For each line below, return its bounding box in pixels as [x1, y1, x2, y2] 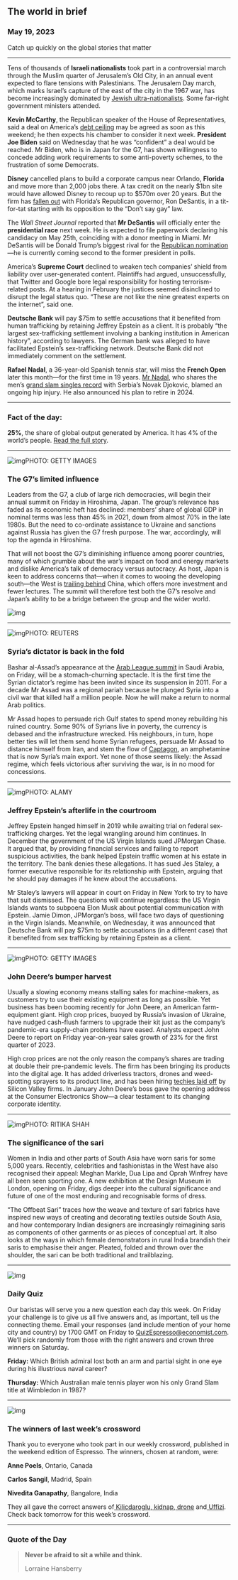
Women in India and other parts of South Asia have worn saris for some [7, 1154, 216, 1163]
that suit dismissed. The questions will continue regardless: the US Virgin [7, 896, 221, 904]
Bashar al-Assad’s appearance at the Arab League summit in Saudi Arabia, [7, 662, 225, 671]
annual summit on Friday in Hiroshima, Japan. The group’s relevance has [7, 498, 220, 507]
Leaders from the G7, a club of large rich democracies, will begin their [7, 490, 211, 499]
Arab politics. [7, 700, 46, 709]
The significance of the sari [7, 1138, 104, 1148]
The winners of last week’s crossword [7, 1424, 141, 1434]
